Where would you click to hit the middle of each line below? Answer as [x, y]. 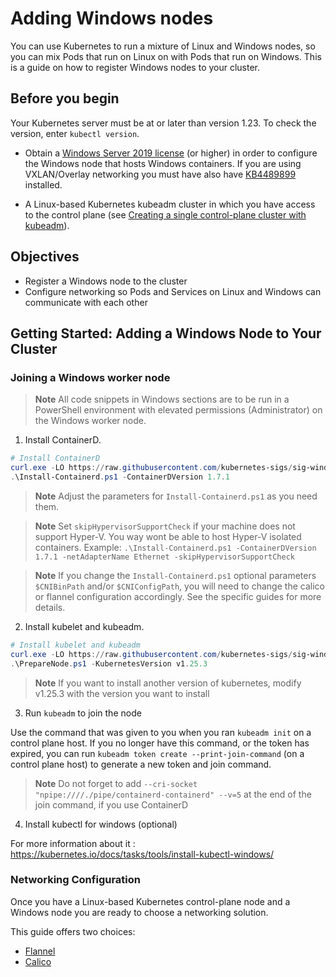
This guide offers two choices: [73, 931]
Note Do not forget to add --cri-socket [116, 783]
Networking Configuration [75, 880]
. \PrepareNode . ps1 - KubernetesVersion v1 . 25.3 [109, 663]
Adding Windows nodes [112, 18]
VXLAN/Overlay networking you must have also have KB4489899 [160, 174]
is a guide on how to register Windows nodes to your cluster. [135, 67]
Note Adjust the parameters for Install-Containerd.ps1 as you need [176, 496]
